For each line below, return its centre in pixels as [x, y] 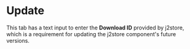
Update [25, 11]
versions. [18, 40]
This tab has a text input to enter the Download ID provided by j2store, [95, 28]
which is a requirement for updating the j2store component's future [91, 34]
